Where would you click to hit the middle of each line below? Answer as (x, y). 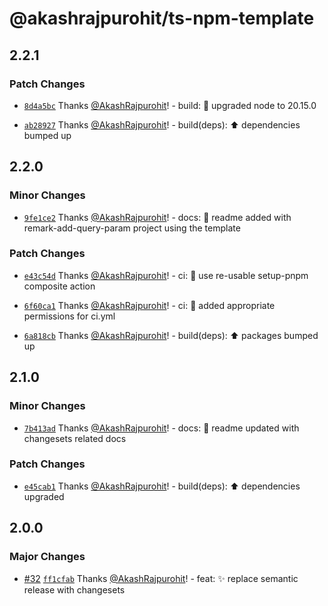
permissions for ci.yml (69, 316)
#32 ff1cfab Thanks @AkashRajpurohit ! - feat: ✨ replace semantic (161, 578)
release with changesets (74, 589)
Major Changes (47, 557)
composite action (59, 286)
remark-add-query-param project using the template (132, 228)
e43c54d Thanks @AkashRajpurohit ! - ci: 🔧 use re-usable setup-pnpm (166, 275)
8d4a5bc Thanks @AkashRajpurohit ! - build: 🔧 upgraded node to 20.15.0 (170, 105)
